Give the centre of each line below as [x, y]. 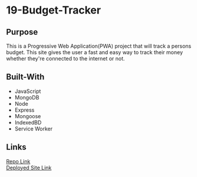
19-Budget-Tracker [54, 10]
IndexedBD [28, 122]
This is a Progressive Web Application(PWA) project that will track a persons [99, 46]
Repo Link [18, 161]
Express [24, 110]
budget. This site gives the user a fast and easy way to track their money [94, 52]
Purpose [22, 32]
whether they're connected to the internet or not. [65, 59]
